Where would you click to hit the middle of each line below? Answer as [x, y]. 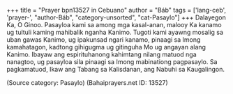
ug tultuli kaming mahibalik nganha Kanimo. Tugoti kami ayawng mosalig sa [115, 32]
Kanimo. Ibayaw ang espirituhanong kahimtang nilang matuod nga [102, 54]
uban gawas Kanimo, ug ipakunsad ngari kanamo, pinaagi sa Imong [104, 40]
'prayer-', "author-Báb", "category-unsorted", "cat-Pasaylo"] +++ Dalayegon [116, 17]
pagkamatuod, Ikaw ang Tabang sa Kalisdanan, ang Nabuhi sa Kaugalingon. [115, 69]
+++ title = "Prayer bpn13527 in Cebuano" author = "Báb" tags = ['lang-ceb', [116, 10]
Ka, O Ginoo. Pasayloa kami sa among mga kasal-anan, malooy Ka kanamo [114, 25]
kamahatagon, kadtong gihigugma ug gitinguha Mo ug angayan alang [106, 47]
